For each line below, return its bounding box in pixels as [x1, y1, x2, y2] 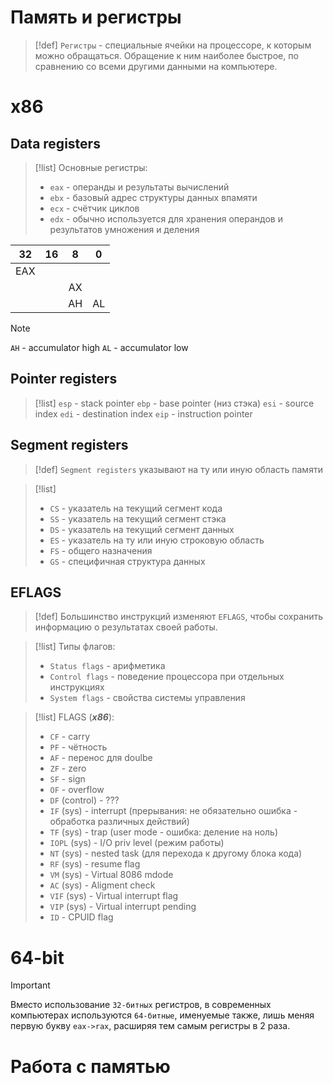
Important [10, 979, 51, 991]
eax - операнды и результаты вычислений [49, 181, 230, 193]
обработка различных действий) [49, 816, 190, 828]
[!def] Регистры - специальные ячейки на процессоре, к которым [34, 39, 312, 51]
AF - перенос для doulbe [49, 752, 153, 764]
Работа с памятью [10, 1055, 171, 1078]
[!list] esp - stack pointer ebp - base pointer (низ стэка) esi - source [34, 397, 315, 409]
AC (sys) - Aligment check [49, 879, 156, 891]
